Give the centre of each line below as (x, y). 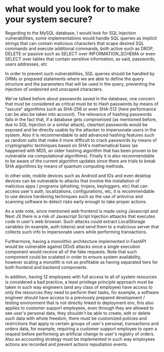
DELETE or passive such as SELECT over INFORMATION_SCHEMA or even (80, 54)
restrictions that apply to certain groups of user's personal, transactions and (82, 323)
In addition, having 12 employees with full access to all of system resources (81, 277)
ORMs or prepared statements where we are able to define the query (75, 79)
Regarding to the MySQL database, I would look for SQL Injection (70, 33)
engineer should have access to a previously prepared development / (75, 297)
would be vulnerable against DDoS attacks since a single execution (73, 246)
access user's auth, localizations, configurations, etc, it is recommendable (80, 191)
